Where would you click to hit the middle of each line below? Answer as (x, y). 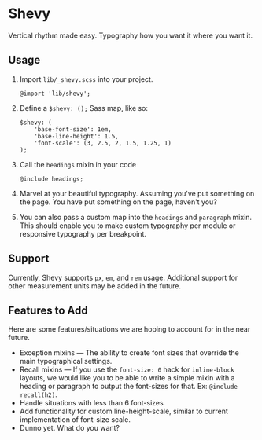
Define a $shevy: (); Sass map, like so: (83, 108)
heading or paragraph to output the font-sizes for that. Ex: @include (129, 387)
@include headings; (52, 179)
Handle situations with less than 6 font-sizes (91, 403)
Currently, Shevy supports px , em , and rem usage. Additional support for (123, 277)
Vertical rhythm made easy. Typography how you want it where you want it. (131, 35)
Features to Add (48, 310)
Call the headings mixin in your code (77, 164)
